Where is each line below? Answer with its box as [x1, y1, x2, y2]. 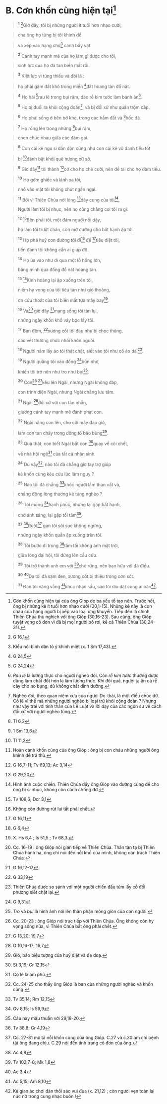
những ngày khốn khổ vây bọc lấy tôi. [17, 317, 95, 323]
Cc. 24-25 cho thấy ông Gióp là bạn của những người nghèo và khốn [12, 981, 153, 987]
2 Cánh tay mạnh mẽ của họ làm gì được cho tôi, [17, 52, 116, 59]
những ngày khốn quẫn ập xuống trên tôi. [17, 532, 103, 538]
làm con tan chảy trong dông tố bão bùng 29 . [17, 429, 109, 436]
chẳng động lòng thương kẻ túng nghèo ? [17, 491, 103, 497]
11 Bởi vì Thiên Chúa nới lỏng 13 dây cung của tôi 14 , [17, 196, 120, 203]
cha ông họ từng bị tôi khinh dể [17, 32, 82, 38]
